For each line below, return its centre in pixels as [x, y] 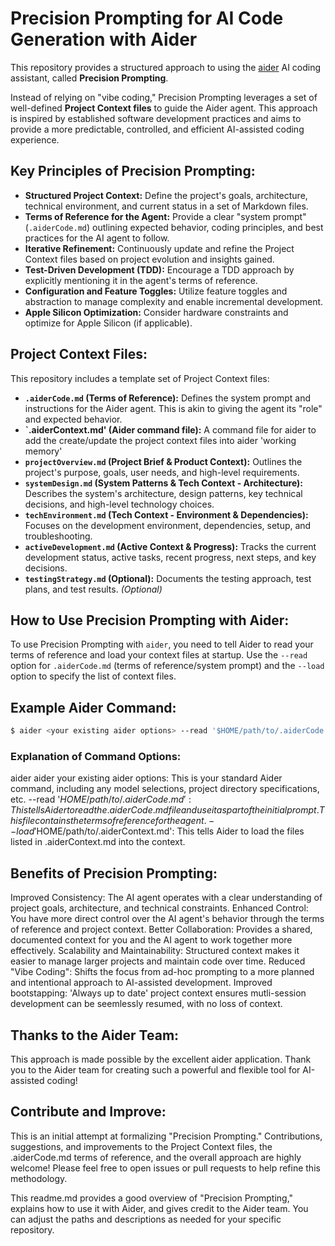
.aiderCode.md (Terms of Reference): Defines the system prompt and [168, 398]
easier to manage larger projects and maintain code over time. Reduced [158, 961]
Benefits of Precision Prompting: [114, 873]
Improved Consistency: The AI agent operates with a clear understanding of [166, 898]
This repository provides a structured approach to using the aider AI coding [166, 67]
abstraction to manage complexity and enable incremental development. [174, 301]
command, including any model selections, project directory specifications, [165, 789]
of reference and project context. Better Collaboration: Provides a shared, [161, 929]
